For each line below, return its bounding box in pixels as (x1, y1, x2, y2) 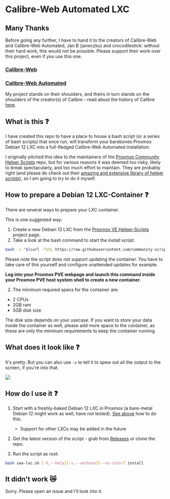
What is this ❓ (5, 117, 49, 126)
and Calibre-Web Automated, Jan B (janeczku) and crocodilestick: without (5, 43, 160, 49)
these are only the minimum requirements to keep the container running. (5, 328, 156, 334)
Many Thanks (5, 24, 50, 32)
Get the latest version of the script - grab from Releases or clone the (12, 436, 155, 442)
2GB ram (12, 302, 31, 308)
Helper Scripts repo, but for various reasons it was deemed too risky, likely (5, 159, 161, 165)
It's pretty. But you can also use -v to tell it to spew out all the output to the (5, 359, 161, 365)
